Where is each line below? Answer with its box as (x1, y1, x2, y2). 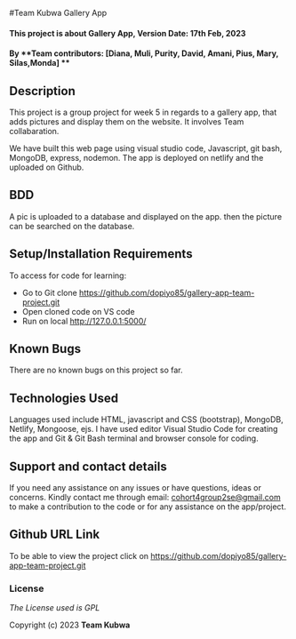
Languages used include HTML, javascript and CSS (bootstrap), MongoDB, (9, 414, 284, 425)
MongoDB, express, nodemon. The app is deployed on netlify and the (9, 153, 264, 163)
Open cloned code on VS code (21, 306, 135, 316)
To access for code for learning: (9, 270, 127, 281)
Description (9, 84, 76, 99)
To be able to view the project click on (9, 550, 149, 561)
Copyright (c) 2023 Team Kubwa (9, 619, 131, 630)
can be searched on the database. (9, 220, 135, 231)
